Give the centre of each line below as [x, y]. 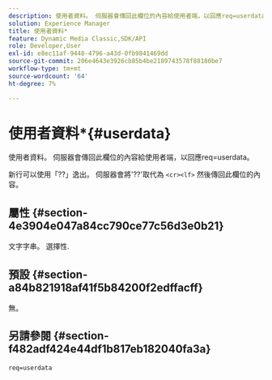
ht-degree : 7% [32, 83]
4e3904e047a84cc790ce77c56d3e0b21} [116, 226]
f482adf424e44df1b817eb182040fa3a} [110, 349]
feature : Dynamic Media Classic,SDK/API [78, 38]
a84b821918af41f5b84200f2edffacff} [106, 287]
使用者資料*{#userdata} [90, 133]
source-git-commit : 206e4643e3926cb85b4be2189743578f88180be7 [115, 62]
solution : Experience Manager [59, 23]
